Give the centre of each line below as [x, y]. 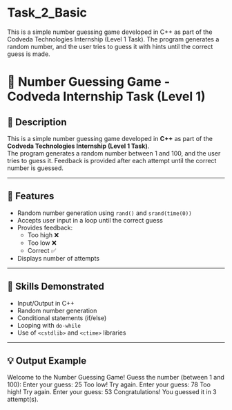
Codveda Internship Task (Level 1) [106, 96]
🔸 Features [31, 196]
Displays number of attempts [58, 258]
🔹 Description [37, 122]
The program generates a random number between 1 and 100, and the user [114, 153]
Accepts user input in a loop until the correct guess [90, 220]
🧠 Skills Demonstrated [56, 287]
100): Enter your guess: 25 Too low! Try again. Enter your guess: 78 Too [109, 384]
